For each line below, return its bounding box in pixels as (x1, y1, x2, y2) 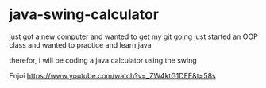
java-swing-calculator (9, 6, 160, 24)
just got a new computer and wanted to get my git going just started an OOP (9, 32, 259, 41)
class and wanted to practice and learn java (9, 40, 152, 49)
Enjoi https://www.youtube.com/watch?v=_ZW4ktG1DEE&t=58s (9, 71, 217, 80)
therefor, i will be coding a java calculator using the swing (9, 55, 197, 65)
